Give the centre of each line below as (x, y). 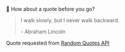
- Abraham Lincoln (43, 32)
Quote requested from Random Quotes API (58, 43)
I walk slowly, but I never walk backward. (70, 20)
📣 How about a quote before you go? (50, 9)
